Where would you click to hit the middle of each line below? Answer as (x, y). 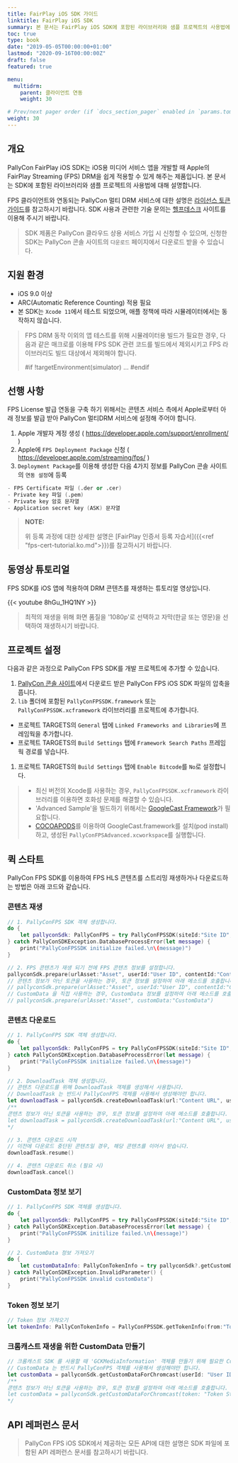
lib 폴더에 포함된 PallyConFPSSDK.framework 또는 (87, 701)
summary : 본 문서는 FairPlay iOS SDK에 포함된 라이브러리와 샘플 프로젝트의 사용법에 (119, 27)
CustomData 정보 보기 (45, 1192)
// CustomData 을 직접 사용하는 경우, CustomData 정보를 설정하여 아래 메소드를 (113, 994)
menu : (15, 79)
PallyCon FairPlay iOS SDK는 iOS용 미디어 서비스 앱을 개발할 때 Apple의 (109, 167)
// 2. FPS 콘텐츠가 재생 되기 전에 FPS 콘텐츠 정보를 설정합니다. (92, 968)
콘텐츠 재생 (25, 907)
